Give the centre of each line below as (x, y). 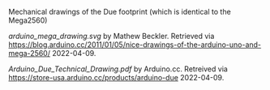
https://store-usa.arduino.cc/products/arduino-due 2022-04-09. (116, 77)
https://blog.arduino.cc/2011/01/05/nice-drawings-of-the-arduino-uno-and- (135, 45)
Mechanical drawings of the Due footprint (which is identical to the (120, 12)
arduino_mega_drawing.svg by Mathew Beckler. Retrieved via (111, 36)
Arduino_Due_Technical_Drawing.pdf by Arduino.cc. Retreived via (118, 69)
